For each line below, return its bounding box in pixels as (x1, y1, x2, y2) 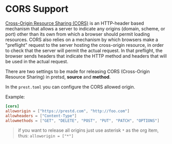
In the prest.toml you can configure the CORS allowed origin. (5, 83, 136, 90)
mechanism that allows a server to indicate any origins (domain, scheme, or (5, 25, 165, 31)
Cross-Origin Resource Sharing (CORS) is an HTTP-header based (5, 20, 144, 26)
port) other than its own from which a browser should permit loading (5, 31, 150, 37)
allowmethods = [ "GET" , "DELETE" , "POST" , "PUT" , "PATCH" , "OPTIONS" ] (5, 118, 160, 123)
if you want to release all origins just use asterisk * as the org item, (17, 127, 159, 134)
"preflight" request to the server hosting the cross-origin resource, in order (5, 42, 164, 48)
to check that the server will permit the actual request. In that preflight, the (5, 47, 163, 53)
